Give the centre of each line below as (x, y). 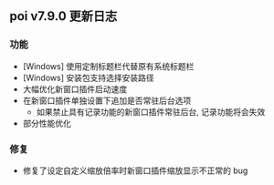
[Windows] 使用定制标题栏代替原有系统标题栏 (108, 66)
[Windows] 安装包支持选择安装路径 (88, 77)
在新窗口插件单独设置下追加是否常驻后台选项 (107, 100)
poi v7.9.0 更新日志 (63, 16)
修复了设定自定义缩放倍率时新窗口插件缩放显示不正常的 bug (135, 170)
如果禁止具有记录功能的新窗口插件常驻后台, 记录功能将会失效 (151, 111)
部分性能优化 (47, 123)
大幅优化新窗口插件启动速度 (75, 88)
